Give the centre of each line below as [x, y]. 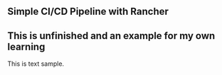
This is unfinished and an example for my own [111, 36]
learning [26, 46]
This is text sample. [36, 64]
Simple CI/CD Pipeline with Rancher [88, 12]
